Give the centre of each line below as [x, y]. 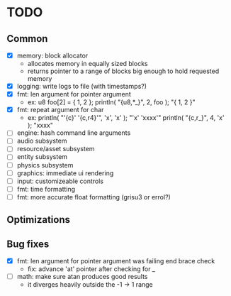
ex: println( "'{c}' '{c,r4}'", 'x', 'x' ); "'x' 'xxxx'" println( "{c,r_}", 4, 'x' [126, 118]
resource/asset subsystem [56, 149]
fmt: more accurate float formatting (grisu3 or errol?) [94, 197]
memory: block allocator [52, 55]
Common [27, 39]
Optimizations [38, 220]
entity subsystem [42, 157]
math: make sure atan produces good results [82, 277]
